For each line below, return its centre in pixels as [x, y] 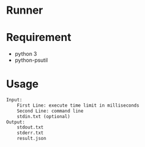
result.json [31, 139]
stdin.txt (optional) [43, 116]
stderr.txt [30, 133]
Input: [14, 100]
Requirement [39, 38]
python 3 [26, 54]
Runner [25, 10]
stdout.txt [30, 127]
